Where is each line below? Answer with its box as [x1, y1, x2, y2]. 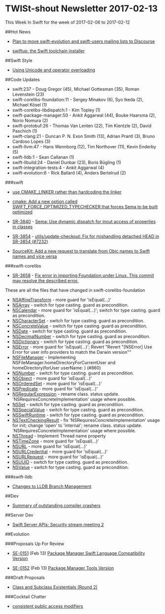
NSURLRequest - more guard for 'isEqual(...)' [12, 454, 104, 460]
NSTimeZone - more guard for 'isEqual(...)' [12, 438, 99, 444]
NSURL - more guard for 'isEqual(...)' [12, 443, 87, 449]
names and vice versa [12, 253, 57, 259]
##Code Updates [5, 76, 40, 82]
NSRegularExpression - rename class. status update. [12, 391, 120, 397]
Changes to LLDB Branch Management [12, 483, 92, 489]
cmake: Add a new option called [12, 198, 78, 205]
